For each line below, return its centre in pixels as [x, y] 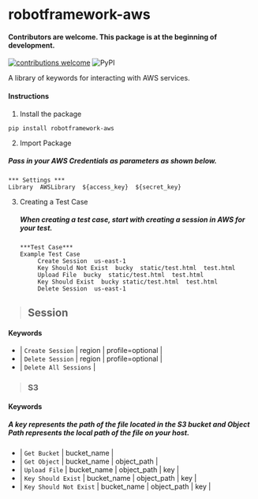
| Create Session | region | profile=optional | [91, 351]
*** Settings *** [37, 180]
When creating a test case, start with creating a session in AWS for [133, 219]
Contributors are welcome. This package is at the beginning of [113, 36]
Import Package [45, 143]
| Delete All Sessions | [58, 367]
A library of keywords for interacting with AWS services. [99, 78]
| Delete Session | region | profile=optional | [91, 359]
